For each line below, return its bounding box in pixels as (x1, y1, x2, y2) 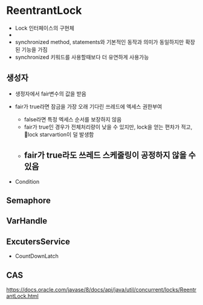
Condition (14, 178, 40, 185)
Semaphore (6, 195, 51, 205)
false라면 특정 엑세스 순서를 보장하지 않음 (24, 115, 122, 123)
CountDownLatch (14, 252, 59, 260)
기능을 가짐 (21, 46, 48, 53)
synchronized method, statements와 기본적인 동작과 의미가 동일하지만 (14, 38, 184, 45)
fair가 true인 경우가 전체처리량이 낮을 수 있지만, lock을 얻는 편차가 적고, (24, 123, 193, 130)
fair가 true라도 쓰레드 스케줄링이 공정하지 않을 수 (24, 150, 196, 161)
